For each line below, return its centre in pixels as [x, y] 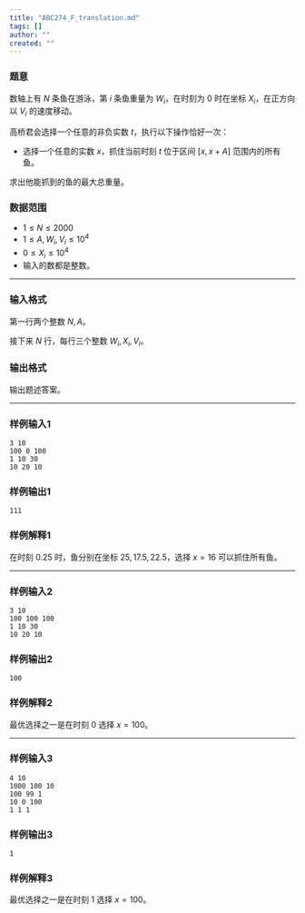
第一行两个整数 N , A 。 [50, 321]
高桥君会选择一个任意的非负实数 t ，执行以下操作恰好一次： [119, 132]
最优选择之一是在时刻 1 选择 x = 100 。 [80, 899]
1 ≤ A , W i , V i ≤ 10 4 [56, 239]
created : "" [32, 43]
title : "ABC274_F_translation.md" [75, 18]
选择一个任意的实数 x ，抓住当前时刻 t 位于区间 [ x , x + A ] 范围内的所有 [152, 152]
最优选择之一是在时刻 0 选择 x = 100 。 [81, 724]
